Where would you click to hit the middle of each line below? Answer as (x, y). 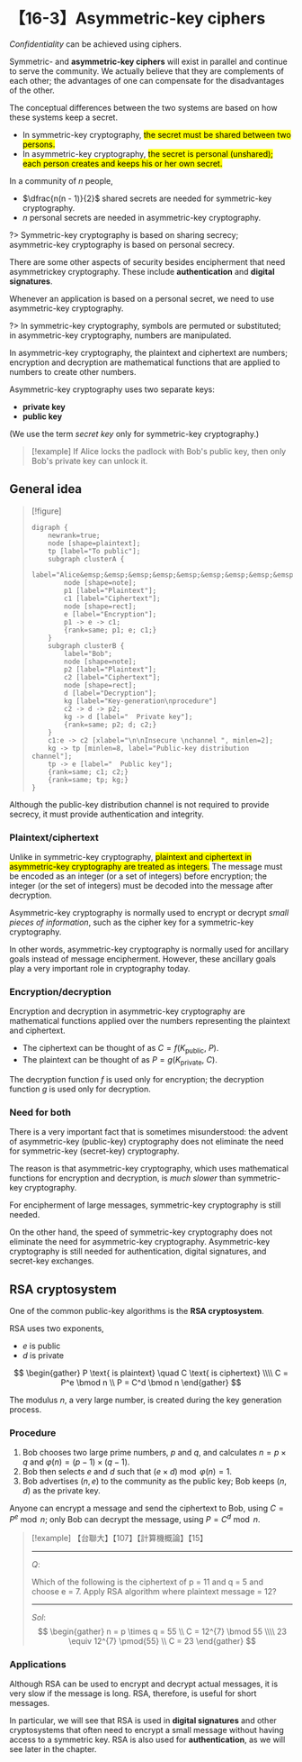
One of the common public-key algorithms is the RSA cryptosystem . (137, 1311)
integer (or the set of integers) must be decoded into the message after (142, 886)
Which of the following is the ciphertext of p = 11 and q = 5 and (147, 1582)
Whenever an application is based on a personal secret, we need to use (142, 298)
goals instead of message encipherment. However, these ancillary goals (143, 959)
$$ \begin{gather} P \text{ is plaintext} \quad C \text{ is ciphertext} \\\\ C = (151, 1373)
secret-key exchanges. (52, 1261)
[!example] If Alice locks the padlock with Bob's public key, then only (159, 451)
